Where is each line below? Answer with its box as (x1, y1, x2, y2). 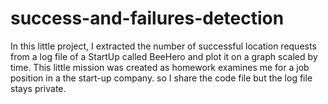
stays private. (10, 82, 67, 94)
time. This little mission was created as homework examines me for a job (10, 61, 310, 73)
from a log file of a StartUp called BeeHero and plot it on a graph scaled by (10, 50, 318, 62)
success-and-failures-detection (10, 7, 285, 30)
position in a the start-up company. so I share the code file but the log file (10, 72, 313, 84)
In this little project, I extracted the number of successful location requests (10, 40, 317, 52)
